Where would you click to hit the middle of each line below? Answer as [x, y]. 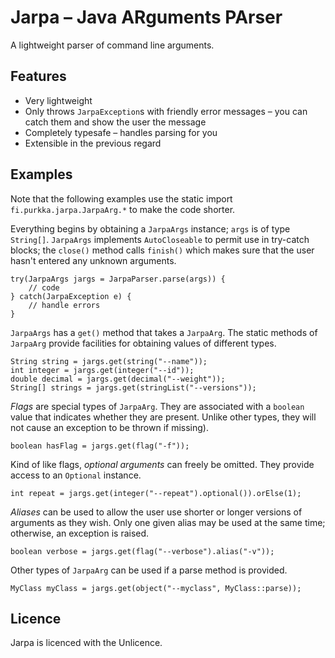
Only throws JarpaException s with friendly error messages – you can [166, 111]
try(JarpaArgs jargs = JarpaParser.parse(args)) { [118, 279]
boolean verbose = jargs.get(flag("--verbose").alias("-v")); [142, 551]
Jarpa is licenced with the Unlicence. [86, 643]
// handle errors [64, 305]
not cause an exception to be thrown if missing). [109, 427]
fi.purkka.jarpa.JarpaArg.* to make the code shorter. [123, 209]
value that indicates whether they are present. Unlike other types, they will [163, 417]
